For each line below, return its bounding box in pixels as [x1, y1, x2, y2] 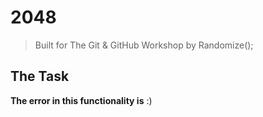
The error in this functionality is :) [10, 94, 153, 106]
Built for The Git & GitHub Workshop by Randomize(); [34, 39, 254, 51]
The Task [10, 68, 70, 85]
